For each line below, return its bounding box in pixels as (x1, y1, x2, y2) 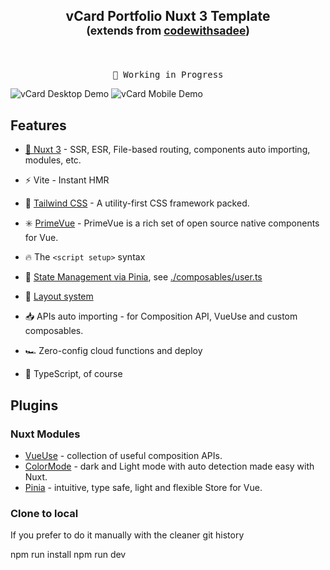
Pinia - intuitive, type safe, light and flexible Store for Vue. (24, 481, 263, 493)
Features (10, 117, 67, 134)
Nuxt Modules (10, 427, 81, 441)
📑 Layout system (24, 290, 94, 303)
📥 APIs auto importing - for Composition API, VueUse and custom (24, 310, 298, 323)
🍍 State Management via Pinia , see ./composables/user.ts (24, 271, 263, 283)
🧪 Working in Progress (112, 69, 224, 81)
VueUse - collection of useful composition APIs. (24, 449, 223, 461)
